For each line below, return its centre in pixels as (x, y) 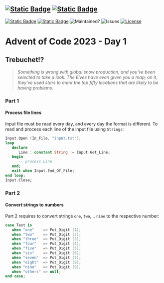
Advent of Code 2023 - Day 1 (66, 41)
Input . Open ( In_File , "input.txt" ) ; (43, 138)
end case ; (15, 276)
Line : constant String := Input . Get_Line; (64, 152)
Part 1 (12, 100)
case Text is (19, 225)
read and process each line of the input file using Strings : (65, 129)
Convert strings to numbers (34, 205)
